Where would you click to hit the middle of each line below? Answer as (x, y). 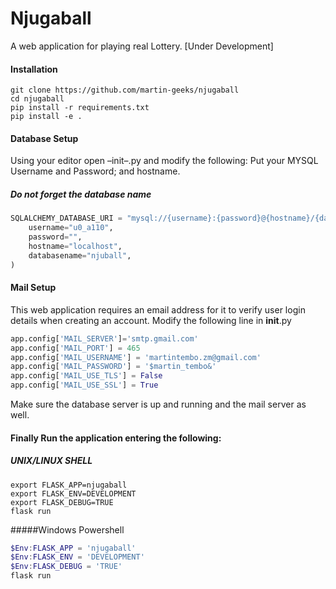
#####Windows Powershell (67, 529)
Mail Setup (33, 288)
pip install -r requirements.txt (80, 108)
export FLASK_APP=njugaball (69, 485)
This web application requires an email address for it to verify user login (158, 309)
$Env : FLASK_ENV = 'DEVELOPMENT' (77, 557)
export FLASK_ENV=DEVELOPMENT (73, 493)
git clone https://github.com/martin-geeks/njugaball (125, 90)
